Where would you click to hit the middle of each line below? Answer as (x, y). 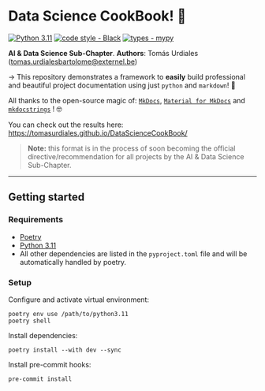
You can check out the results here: (66, 125)
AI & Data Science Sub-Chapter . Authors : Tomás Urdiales (103, 53)
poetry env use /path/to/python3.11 (68, 314)
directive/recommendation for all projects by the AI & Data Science (136, 156)
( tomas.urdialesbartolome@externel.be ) (73, 61)
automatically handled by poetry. (73, 262)
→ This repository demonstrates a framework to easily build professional (127, 76)
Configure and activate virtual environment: (79, 300)
